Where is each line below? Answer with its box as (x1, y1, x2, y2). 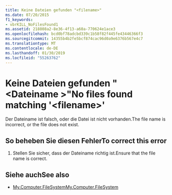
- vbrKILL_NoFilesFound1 (5, 22, 58, 27)
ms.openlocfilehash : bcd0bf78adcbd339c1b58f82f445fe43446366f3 (5, 31, 143, 36)
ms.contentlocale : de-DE (5, 46, 58, 51)
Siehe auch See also (5, 170, 70, 179)
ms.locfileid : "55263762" (5, 55, 60, 61)
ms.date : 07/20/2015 (5, 12, 50, 17)
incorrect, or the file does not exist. (5, 122, 79, 128)
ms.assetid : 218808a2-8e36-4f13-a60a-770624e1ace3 (5, 27, 116, 32)
